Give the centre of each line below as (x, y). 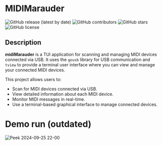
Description (23, 43)
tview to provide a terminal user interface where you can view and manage (80, 64)
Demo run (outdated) (48, 124)
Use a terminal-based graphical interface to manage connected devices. (85, 104)
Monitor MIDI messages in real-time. (48, 99)
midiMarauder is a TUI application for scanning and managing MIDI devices (81, 54)
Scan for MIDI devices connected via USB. (54, 89)
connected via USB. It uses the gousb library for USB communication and (78, 60)
